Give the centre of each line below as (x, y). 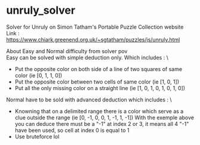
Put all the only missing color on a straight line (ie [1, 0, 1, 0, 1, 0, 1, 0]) (100, 88)
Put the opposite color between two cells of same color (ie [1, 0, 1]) (97, 82)
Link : (13, 33)
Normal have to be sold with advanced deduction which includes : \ (89, 100)
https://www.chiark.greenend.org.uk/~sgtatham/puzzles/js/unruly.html (93, 39)
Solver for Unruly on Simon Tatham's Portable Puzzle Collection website (95, 27)
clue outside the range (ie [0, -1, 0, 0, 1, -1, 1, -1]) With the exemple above (104, 118)
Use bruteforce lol (37, 136)
